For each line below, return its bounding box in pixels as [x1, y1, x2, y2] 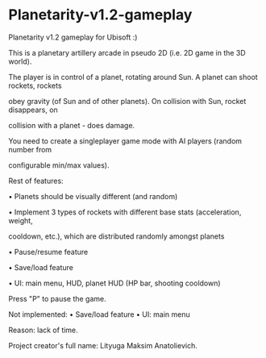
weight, [8, 215, 34, 225]
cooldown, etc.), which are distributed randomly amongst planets [8, 231, 225, 241]
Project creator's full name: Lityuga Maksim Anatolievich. [8, 340, 197, 350]
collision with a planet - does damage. [8, 120, 135, 130]
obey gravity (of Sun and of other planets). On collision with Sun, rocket [8, 96, 247, 106]
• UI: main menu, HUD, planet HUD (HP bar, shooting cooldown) [8, 278, 221, 288]
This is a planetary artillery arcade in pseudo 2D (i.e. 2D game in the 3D [8, 48, 246, 57]
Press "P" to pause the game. [8, 293, 106, 303]
